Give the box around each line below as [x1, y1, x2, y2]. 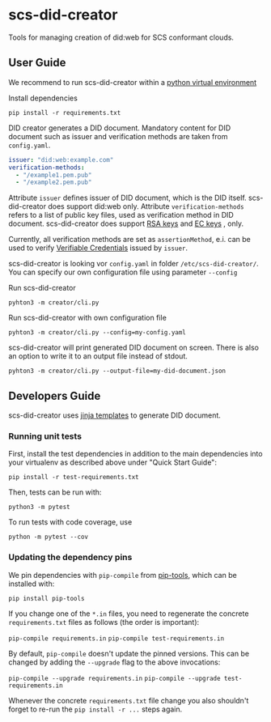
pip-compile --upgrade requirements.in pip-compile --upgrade [8, 674, 221, 682]
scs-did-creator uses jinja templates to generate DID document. [8, 410, 221, 420]
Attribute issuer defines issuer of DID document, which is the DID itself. [8, 193, 247, 203]
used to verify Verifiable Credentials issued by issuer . [8, 243, 188, 253]
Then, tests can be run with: [8, 487, 102, 497]
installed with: [8, 579, 55, 588]
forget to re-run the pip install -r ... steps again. [8, 704, 183, 714]
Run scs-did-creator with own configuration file [8, 313, 167, 323]
